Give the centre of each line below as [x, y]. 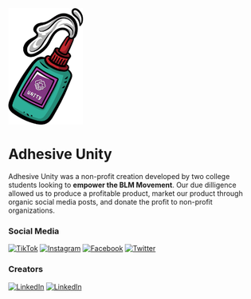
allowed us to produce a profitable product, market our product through [125, 193]
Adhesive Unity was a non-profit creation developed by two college [119, 176]
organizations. [32, 210]
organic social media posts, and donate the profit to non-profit [110, 201]
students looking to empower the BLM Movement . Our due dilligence [122, 185]
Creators [26, 269]
